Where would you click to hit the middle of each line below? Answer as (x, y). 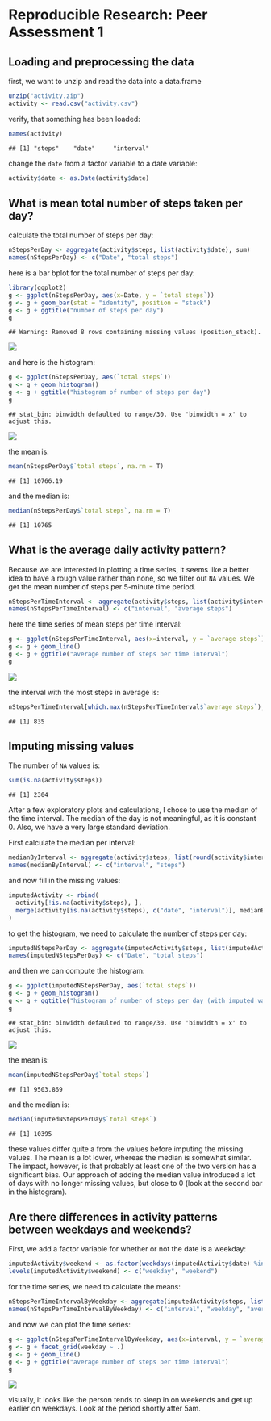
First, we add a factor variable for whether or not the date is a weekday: (127, 1249)
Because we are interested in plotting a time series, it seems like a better (129, 569)
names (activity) (35, 134)
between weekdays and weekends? (100, 1229)
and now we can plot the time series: (70, 1324)
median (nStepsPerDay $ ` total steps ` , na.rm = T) (90, 510)
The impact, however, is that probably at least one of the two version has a (132, 1166)
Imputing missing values (71, 746)
